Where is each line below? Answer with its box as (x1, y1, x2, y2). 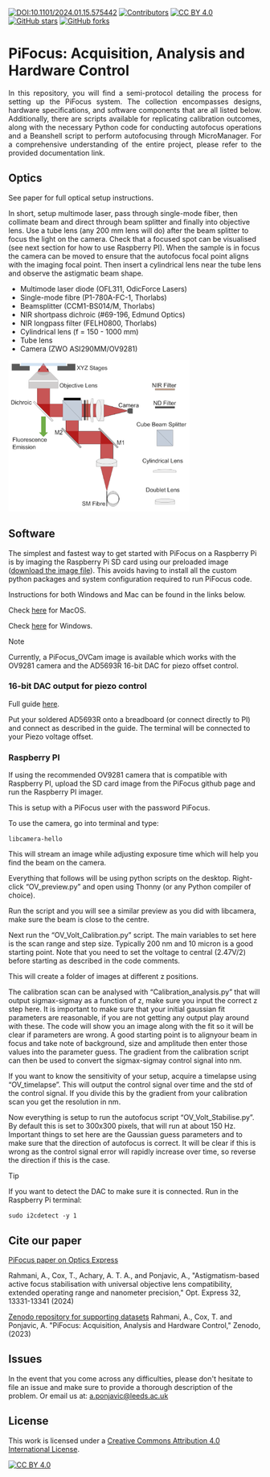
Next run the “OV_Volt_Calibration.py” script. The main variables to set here (8, 931, 257, 940)
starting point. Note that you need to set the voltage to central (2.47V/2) (8, 948, 247, 957)
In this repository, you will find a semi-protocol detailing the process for (8, 88, 262, 97)
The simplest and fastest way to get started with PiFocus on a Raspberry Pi (8, 548, 257, 558)
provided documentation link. (8, 147, 106, 157)
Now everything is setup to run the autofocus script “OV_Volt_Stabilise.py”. (8, 1113, 255, 1122)
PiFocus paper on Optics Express (8, 1255, 119, 1264)
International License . (8, 1444, 80, 1454)
